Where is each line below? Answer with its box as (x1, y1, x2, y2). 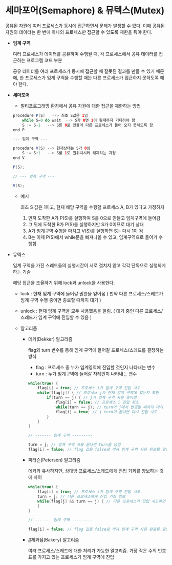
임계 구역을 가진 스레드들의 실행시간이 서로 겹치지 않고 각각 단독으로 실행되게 (12, 262, 166, 268)
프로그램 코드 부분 (26, 57, 62, 63)
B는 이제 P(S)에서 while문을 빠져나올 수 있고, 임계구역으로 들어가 (28, 234, 158, 240)
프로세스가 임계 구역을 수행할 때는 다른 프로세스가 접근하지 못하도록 (25, 74, 159, 80)
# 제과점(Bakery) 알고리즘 (28, 536, 79, 542)
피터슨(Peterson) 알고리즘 (28, 457, 81, 463)
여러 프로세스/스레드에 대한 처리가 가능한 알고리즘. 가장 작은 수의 (28, 547, 157, 554)
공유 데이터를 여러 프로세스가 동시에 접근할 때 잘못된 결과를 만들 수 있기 (12, 68, 155, 74)
